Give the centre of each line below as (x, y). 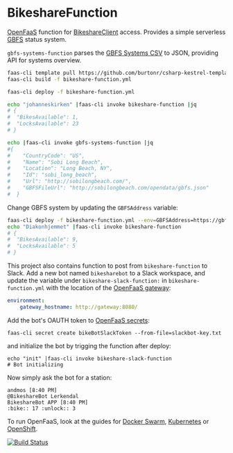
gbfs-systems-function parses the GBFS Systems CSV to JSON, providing (113, 53)
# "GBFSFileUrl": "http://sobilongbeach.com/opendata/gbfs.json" (108, 188)
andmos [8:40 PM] (32, 390)
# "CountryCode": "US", (46, 155)
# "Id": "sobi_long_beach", (52, 175)
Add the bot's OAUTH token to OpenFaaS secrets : (79, 320)
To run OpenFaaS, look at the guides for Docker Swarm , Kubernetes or (108, 421)
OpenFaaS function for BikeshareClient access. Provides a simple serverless (116, 32)
